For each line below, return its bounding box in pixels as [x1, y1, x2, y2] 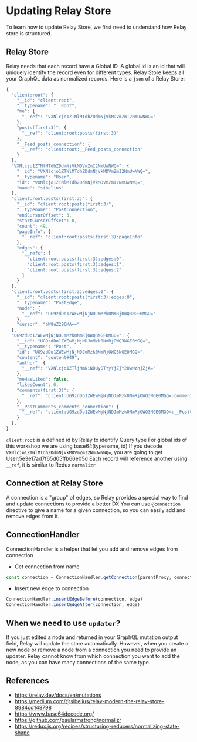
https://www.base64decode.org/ [14, 710, 94, 717]
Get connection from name [14, 563, 80, 570]
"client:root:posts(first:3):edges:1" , [27, 261, 125, 267]
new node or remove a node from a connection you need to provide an [6, 646, 177, 653]
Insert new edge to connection [14, 585, 89, 592]
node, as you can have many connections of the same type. [6, 658, 151, 666]
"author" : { [16, 360, 46, 366]
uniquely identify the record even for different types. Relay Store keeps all [6, 69, 185, 76]
